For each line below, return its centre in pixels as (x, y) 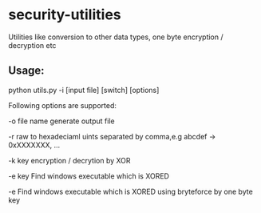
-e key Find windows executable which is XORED (89, 176)
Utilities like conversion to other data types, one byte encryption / (116, 37)
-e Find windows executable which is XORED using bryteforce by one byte (130, 191)
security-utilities (65, 15)
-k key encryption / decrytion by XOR (69, 160)
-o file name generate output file (61, 121)
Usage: (27, 71)
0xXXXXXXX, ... (34, 145)
